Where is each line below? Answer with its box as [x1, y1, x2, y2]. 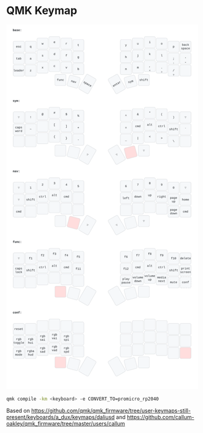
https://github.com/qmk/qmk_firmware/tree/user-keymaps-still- [31, 407, 191, 415]
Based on [6, 407, 30, 415]
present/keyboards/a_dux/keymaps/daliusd [6, 413, 115, 421]
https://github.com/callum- [126, 413, 194, 421]
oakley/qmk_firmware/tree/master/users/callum [6, 420, 126, 428]
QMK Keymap [6, 4, 78, 18]
